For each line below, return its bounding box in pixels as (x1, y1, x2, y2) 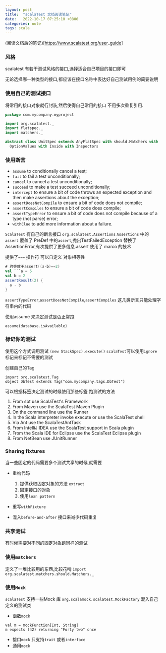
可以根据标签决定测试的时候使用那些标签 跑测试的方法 (5, 388, 115, 394)
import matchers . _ (5, 130, 43, 136)
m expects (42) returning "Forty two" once (5, 627, 97, 632)
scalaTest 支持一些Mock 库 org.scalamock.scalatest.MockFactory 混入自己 (5, 596, 159, 602)
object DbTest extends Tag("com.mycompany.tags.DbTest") (5, 379, 125, 384)
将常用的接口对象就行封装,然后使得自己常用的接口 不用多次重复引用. (5, 102, 144, 108)
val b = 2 (5, 274, 26, 279)
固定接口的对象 (19, 487, 51, 493)
